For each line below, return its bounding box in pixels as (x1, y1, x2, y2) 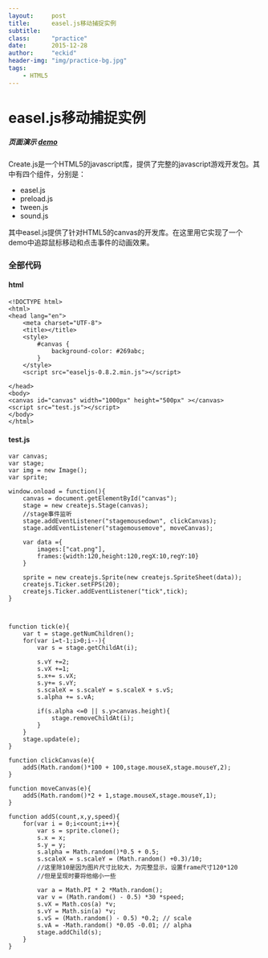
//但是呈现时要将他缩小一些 (37, 872, 116, 881)
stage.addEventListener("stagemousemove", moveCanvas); (22, 524, 214, 532)
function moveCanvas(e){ (8, 785, 91, 793)
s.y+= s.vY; (37, 679, 78, 688)
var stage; (8, 459, 45, 467)
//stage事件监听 (22, 510, 72, 519)
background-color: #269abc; (51, 347, 146, 355)
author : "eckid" (8, 49, 78, 57)
